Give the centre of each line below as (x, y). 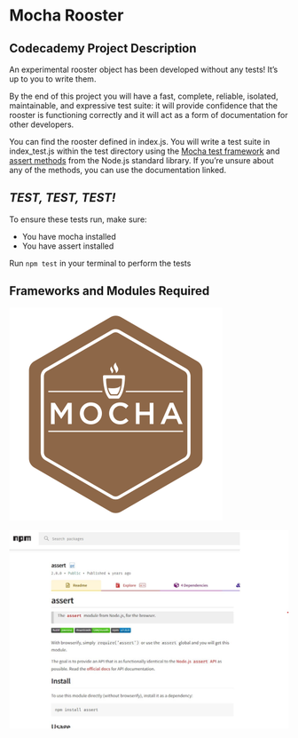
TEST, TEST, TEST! (63, 198)
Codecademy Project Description (103, 48)
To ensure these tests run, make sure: (78, 219)
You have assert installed (68, 246)
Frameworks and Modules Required (110, 291)
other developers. (42, 124)
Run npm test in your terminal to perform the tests (100, 263)
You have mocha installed (69, 236)
